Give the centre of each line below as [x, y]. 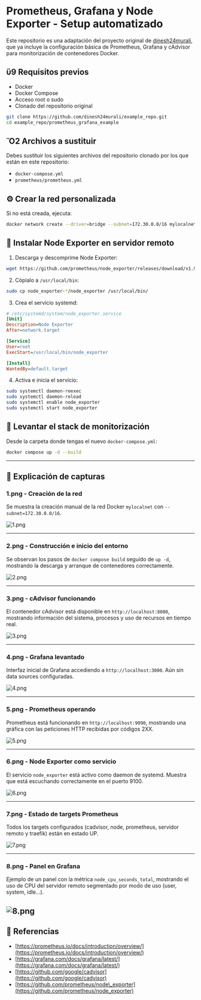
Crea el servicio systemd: [46, 302]
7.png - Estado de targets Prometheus [62, 814]
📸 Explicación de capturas [56, 477]
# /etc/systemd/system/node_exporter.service [64, 314]
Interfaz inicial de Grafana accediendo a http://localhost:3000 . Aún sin [95, 670]
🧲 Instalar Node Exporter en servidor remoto [90, 243]
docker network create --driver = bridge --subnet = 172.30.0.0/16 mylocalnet [101, 224]
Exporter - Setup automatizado [85, 24]
